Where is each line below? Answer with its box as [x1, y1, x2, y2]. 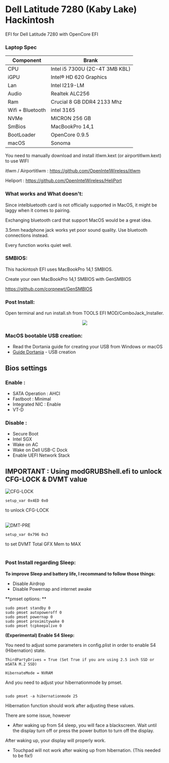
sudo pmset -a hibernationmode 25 [5, 694, 78, 699]
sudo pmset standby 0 [5, 605, 51, 610]
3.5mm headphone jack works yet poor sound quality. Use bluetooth [5, 227, 148, 233]
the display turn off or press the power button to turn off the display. [12, 728, 154, 734]
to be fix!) [12, 752, 33, 758]
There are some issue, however [5, 712, 71, 718]
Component [12, 57, 41, 64]
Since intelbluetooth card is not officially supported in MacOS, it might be [5, 202, 157, 208]
